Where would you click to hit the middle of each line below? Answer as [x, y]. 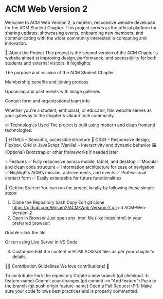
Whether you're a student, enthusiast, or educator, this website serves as [78, 110]
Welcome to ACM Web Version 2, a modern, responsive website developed [80, 22]
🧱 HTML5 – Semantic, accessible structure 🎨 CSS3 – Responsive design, [78, 140]
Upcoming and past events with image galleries [53, 91]
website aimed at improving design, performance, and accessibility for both [81, 58]
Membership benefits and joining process [47, 82]
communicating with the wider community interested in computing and [76, 38]
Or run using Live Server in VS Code [41, 242]
